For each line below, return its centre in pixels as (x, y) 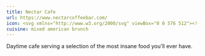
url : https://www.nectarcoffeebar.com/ (57, 18)
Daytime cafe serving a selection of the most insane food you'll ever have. (99, 46)
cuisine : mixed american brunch (47, 29)
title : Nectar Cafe (31, 12)
